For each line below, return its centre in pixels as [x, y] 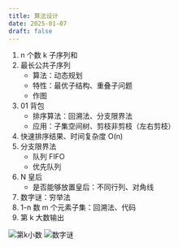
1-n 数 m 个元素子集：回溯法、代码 [78, 207]
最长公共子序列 [45, 65]
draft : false [31, 31]
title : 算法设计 [33, 16]
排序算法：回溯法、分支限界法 [82, 116]
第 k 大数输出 [42, 218]
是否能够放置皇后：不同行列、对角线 [93, 187]
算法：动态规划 [57, 76]
